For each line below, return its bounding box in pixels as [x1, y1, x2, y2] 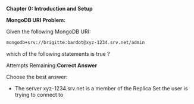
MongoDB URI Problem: [6, 17, 66, 23]
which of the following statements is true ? [6, 50, 110, 57]
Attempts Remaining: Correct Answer [6, 62, 98, 69]
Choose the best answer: [6, 73, 68, 80]
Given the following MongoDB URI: [6, 28, 91, 35]
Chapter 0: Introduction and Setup [6, 5, 93, 12]
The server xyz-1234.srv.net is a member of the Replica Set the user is [14, 84, 188, 92]
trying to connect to [14, 91, 64, 98]
